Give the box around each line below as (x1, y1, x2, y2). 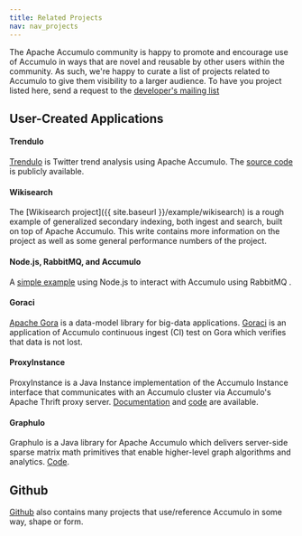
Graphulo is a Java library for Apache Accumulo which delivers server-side (9, 437, 288, 448)
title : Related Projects (9, 13, 103, 23)
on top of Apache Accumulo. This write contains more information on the (9, 226, 280, 237)
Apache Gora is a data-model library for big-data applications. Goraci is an (9, 317, 287, 328)
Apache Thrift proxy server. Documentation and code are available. (9, 396, 259, 407)
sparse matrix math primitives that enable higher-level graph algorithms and (9, 447, 291, 457)
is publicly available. (9, 166, 85, 177)
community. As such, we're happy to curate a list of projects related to (9, 65, 270, 77)
